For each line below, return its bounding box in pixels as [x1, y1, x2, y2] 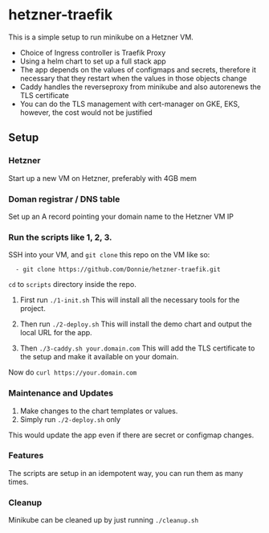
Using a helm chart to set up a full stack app [19, 56, 166, 66]
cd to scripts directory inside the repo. [8, 280, 137, 289]
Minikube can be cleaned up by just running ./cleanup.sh [8, 515, 199, 525]
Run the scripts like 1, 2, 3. [8, 232, 112, 243]
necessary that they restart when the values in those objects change [19, 73, 247, 83]
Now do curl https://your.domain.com [8, 367, 137, 377]
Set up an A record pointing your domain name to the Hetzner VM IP [8, 211, 234, 221]
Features [8, 450, 44, 461]
